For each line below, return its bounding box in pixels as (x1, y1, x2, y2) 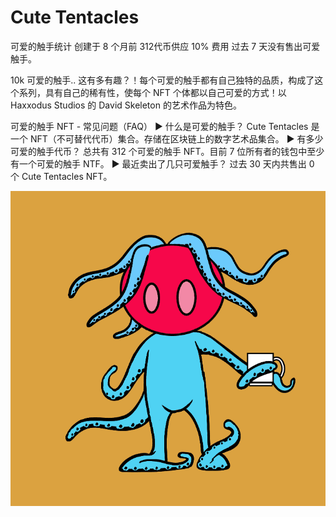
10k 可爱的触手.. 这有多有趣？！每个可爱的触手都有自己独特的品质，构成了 (10, 74, 315, 86)
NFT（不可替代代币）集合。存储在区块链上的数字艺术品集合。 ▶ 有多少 (29, 132, 324, 145)
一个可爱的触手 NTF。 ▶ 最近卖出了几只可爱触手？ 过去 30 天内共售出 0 (18, 157, 315, 170)
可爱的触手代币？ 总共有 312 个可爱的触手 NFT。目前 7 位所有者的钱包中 (10, 145, 308, 157)
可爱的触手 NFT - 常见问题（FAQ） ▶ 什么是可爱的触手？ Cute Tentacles (10, 120, 309, 132)
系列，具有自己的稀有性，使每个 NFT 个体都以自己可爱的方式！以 (18, 86, 287, 98)
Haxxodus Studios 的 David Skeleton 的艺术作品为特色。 (10, 99, 242, 111)
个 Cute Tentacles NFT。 (10, 170, 113, 182)
